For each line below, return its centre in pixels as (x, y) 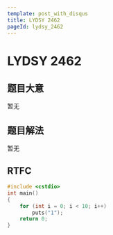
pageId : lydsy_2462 (35, 26)
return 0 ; (34, 219)
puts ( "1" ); (48, 213)
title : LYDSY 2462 (34, 20)
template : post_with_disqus (48, 14)
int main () (23, 193)
